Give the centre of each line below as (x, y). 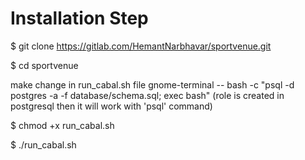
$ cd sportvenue (44, 65)
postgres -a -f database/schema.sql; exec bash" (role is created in (147, 95)
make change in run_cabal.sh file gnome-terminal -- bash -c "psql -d (152, 84)
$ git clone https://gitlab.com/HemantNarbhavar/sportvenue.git (141, 46)
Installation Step (79, 18)
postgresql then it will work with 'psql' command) (111, 106)
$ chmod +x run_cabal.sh (62, 125)
